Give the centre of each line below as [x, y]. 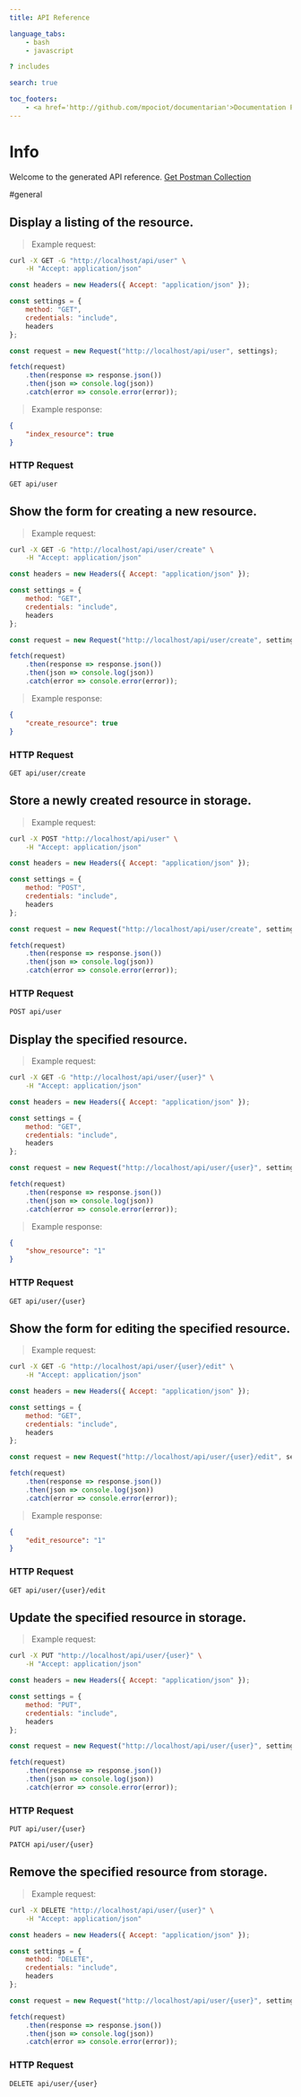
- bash [38, 42]
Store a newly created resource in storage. [131, 801]
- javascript [50, 50]
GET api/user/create [48, 773]
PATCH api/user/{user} [52, 1845]
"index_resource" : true [70, 434]
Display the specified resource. [99, 1040]
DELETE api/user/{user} [54, 2084]
